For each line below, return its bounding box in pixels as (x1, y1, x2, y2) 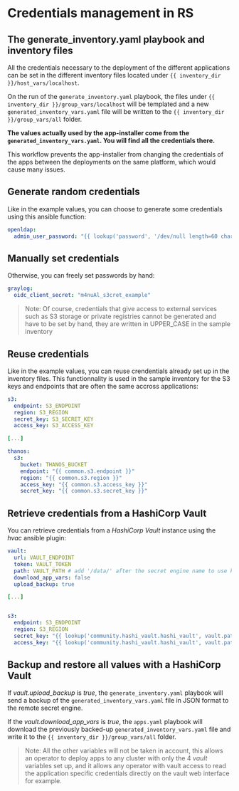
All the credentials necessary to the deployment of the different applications (7, 63, 230, 72)
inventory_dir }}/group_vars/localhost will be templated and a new (7, 100, 209, 108)
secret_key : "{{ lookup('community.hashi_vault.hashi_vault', (14, 632, 202, 639)
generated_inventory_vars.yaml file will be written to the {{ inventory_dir (7, 108, 225, 115)
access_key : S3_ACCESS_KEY (14, 422, 94, 429)
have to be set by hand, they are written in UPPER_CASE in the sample (24, 320, 231, 328)
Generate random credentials (7, 186, 140, 198)
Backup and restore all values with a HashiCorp (7, 659, 221, 671)
